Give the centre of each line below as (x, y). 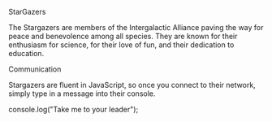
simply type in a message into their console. (82, 94)
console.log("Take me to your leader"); (73, 109)
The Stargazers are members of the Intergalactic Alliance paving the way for (136, 27)
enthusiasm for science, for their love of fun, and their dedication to (121, 45)
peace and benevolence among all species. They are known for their (123, 36)
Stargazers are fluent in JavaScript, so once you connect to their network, (132, 85)
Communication (35, 69)
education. (26, 53)
